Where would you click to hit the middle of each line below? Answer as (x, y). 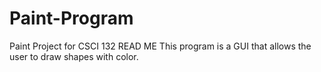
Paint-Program (71, 18)
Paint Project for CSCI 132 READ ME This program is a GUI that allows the (160, 46)
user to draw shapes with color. (74, 56)
